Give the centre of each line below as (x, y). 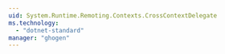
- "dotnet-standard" (50, 30)
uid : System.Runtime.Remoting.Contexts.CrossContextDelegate (113, 15)
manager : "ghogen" (39, 38)
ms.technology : (34, 23)
